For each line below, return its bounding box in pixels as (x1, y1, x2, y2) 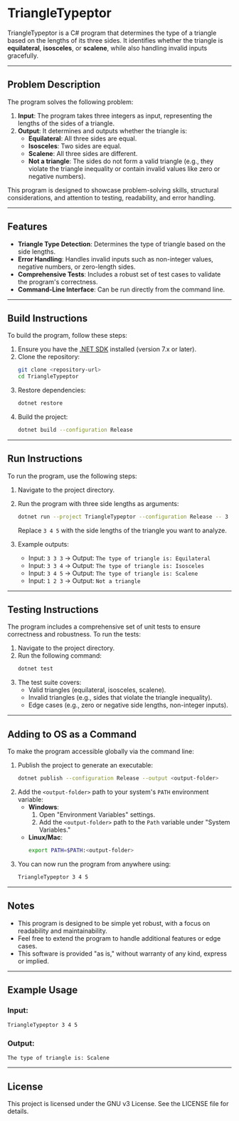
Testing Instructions (7, 604, 99, 616)
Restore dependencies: (17, 386, 86, 395)
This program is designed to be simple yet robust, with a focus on (17, 919, 211, 927)
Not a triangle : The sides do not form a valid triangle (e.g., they (28, 157, 214, 165)
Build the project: (17, 413, 68, 421)
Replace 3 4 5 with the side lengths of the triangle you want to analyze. (17, 526, 228, 534)
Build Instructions (7, 312, 88, 324)
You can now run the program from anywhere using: (17, 859, 171, 868)
